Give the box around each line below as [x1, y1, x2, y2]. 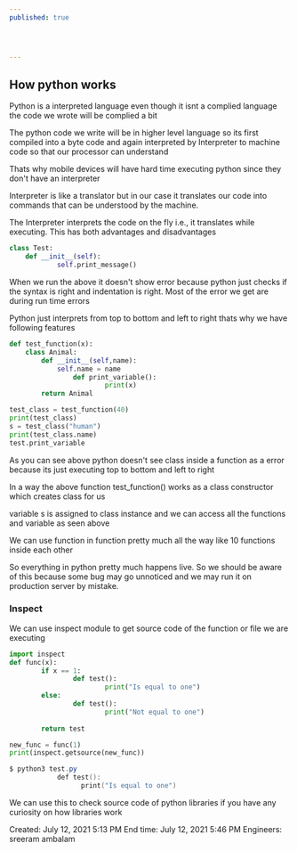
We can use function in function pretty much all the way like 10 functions [9, 535, 276, 545]
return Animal [41, 389, 93, 398]
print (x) [104, 380, 138, 390]
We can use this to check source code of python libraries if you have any [9, 797, 277, 807]
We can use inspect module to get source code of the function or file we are [9, 623, 289, 634]
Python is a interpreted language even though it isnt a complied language [9, 101, 277, 111]
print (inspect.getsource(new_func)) [9, 749, 145, 757]
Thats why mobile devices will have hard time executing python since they [9, 164, 282, 175]
